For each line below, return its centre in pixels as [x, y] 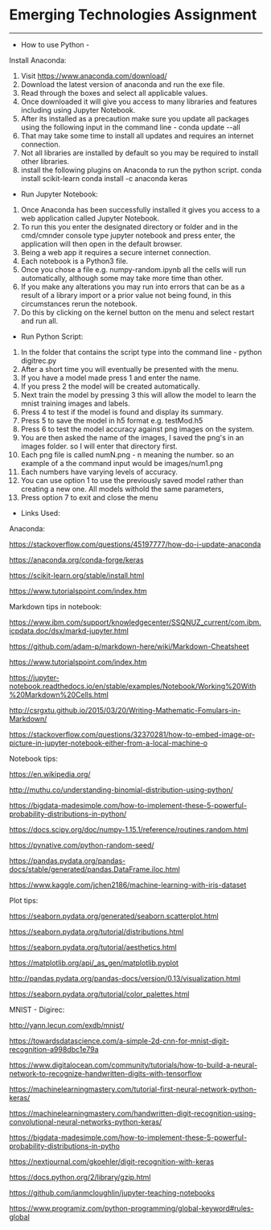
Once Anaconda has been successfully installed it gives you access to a [140, 209]
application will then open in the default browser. [101, 244]
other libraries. [45, 161]
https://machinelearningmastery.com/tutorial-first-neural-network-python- [133, 1089]
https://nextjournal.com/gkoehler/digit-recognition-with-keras [112, 1162]
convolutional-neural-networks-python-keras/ [86, 1121]
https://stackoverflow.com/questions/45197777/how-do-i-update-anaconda [135, 544]
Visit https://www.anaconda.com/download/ [94, 76]
